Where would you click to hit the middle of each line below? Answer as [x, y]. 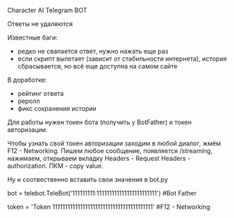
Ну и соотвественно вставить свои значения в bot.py [88, 180]
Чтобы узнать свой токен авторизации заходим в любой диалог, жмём [114, 143]
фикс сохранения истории [57, 108]
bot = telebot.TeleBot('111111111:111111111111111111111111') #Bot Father [102, 193]
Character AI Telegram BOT [47, 10]
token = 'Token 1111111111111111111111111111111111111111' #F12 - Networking [109, 207]
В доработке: [27, 80]
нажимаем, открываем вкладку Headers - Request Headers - [99, 158]
